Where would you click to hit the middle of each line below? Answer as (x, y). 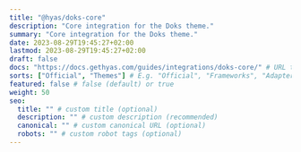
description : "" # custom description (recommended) (118, 117)
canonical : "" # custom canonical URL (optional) (112, 126)
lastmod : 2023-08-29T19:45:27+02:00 (77, 51)
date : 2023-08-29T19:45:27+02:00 (72, 42)
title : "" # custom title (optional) (88, 109)
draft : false (34, 59)
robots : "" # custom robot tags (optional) (99, 134)
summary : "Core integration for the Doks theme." (104, 34)
